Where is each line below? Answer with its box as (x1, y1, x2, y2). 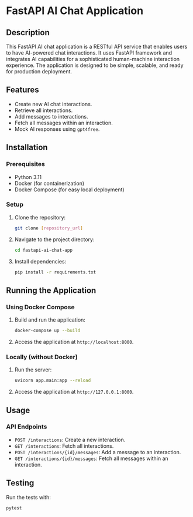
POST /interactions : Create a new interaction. (14, 436, 126, 443)
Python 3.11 (14, 173, 42, 180)
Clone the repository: (14, 214, 66, 221)
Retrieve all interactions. (14, 107, 73, 114)
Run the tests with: (6, 494, 51, 501)
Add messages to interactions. (14, 113, 88, 120)
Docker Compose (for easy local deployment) (14, 186, 125, 193)
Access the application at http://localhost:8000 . (14, 338, 134, 345)
